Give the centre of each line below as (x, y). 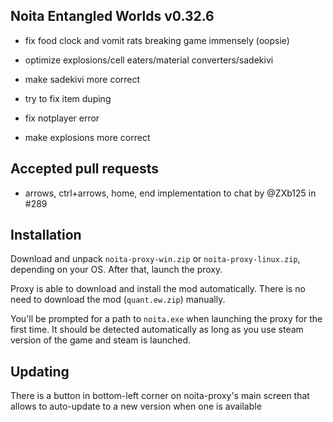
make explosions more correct (87, 137)
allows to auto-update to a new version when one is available (136, 406)
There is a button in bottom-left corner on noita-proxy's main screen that (160, 396)
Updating (40, 371)
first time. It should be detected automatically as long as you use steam (157, 330)
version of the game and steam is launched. (101, 340)
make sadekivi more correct (82, 79)
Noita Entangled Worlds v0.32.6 (112, 16)
